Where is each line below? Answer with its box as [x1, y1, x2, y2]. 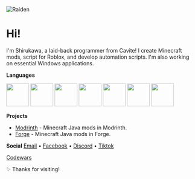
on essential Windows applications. [6, 59, 94, 67]
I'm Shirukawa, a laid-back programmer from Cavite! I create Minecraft [6, 47, 182, 54]
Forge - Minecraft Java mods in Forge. [14, 130, 111, 137]
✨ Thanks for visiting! [6, 165, 60, 172]
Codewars [6, 154, 32, 161]
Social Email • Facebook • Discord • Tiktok [6, 142, 114, 149]
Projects [6, 112, 28, 119]
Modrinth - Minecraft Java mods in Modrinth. [14, 124, 127, 131]
